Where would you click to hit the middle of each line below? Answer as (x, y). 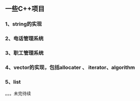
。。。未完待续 (18, 94)
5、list (13, 82)
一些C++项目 (25, 9)
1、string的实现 (24, 24)
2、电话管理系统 (24, 38)
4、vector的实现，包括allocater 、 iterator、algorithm (70, 67)
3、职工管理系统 (25, 53)
